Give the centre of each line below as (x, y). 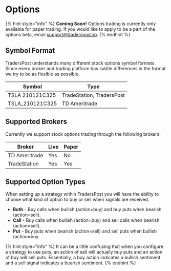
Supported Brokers (36, 122)
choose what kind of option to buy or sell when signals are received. (77, 200)
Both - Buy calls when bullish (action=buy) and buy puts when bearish (87, 210)
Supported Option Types (45, 182)
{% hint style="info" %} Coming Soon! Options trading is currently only (81, 24)
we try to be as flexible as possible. (42, 74)
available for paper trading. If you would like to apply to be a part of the (80, 29)
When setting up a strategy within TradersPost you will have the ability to (82, 194)
